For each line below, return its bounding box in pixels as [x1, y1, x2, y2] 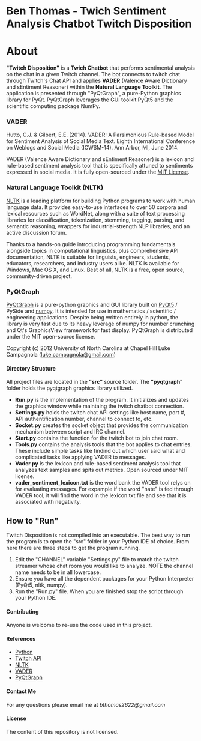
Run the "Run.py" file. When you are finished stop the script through [14, 588, 184, 595]
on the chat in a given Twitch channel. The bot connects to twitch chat [6, 71, 180, 78]
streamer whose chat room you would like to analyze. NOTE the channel [14, 563, 194, 570]
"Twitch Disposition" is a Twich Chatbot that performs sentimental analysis [6, 64, 195, 71]
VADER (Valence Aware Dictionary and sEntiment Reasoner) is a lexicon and [6, 156, 194, 163]
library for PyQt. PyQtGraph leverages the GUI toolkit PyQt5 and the [6, 96, 173, 103]
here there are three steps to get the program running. [6, 545, 140, 552]
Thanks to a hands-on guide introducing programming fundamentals [6, 240, 176, 247]
